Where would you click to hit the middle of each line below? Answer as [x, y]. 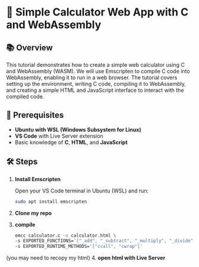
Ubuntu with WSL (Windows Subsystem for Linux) [78, 129]
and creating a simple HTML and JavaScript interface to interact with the [95, 90]
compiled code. [25, 97]
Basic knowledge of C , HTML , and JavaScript [71, 142]
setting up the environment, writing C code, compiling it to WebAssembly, [96, 84]
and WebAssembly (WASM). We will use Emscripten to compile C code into [98, 71]
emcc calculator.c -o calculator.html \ [65, 235]
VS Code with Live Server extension [59, 136]
